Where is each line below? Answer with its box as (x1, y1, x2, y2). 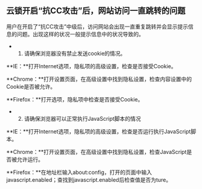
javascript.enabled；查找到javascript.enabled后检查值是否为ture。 (6, 176, 172, 183)
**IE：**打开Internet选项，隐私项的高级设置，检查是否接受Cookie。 (6, 62, 177, 69)
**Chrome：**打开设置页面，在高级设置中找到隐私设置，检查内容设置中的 (6, 75, 192, 83)
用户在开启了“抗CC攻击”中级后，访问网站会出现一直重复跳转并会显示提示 (6, 23, 189, 30)
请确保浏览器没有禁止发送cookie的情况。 (24, 50, 126, 57)
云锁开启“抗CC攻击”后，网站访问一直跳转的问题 (6, 5, 186, 16)
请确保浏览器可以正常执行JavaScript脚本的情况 (24, 115, 141, 122)
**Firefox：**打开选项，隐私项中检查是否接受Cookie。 (6, 95, 143, 103)
